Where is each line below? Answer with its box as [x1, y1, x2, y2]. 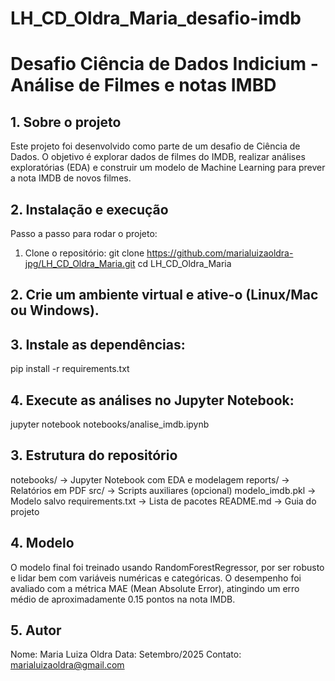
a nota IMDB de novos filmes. [10, 172, 132, 184]
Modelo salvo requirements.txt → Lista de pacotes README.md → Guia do [10, 495, 317, 507]
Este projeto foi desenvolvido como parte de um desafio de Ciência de [10, 140, 301, 152]
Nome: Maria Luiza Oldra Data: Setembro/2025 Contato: [10, 648, 242, 661]
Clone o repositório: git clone [24, 247, 145, 259]
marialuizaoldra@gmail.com [10, 659, 125, 671]
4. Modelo [10, 535, 75, 552]
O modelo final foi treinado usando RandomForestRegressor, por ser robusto [10, 561, 325, 573]
